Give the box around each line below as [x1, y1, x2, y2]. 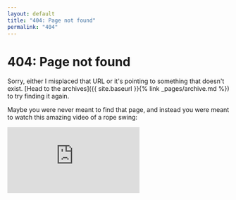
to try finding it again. [7, 92, 70, 101]
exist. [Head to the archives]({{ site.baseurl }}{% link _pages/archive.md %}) [7, 85, 230, 93]
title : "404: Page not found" [7, 17, 97, 24]
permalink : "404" [7, 23, 58, 30]
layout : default [7, 10, 55, 18]
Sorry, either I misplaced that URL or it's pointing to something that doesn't [7, 77, 225, 85]
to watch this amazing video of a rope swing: [7, 113, 138, 122]
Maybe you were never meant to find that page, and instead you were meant [7, 106, 230, 114]
